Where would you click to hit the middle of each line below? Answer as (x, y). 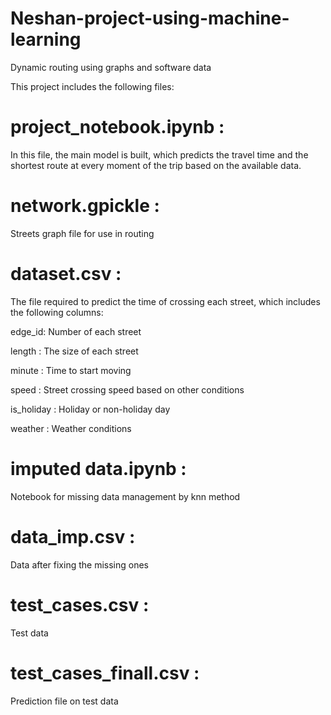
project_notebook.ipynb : (117, 127)
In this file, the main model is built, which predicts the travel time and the (159, 154)
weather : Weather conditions (71, 428)
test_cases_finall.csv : (105, 673)
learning (46, 39)
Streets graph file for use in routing (82, 233)
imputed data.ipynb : (98, 468)
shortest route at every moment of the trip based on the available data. (156, 165)
